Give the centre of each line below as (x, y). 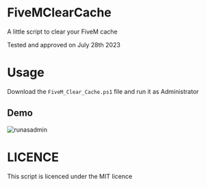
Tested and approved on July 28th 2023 (64, 45)
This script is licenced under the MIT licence (70, 176)
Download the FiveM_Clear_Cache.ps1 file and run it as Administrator (103, 91)
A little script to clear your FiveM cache (62, 32)
